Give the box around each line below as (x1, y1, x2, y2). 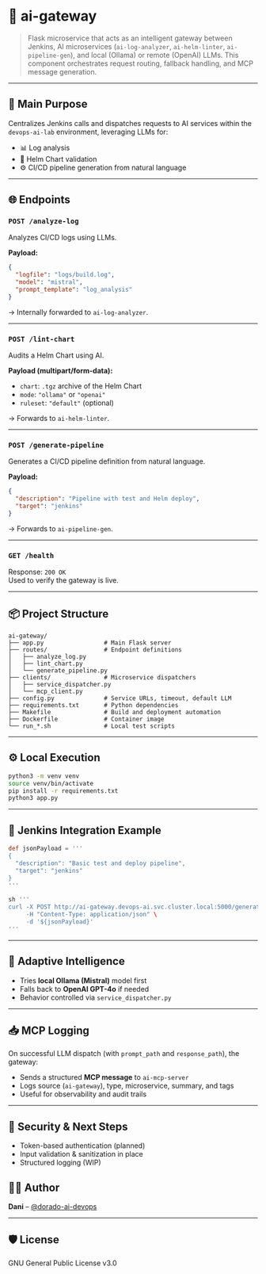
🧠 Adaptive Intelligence (8, 955, 125, 968)
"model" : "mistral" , (15, 278, 83, 286)
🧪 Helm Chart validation (19, 154, 97, 163)
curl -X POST (8, 903, 51, 911)
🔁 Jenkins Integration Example (8, 824, 161, 837)
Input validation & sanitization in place (19, 1150, 144, 1159)
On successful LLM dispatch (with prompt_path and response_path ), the (8, 1049, 240, 1058)
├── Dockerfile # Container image (8, 715, 165, 724)
